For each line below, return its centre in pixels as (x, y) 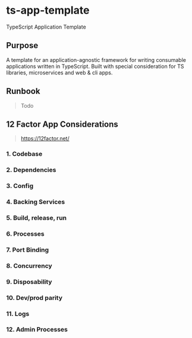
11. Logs (18, 314)
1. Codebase (24, 154)
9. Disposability (29, 281)
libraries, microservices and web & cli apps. (59, 73)
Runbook (23, 91)
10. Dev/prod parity (34, 298)
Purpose (22, 46)
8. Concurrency (29, 265)
